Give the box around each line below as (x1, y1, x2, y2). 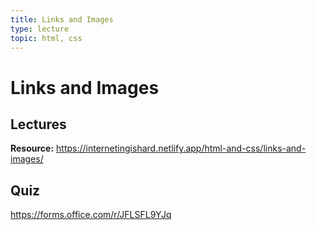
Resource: (10, 142, 55, 155)
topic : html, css (10, 33, 83, 43)
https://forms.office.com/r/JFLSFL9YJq (10, 209, 172, 221)
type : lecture (10, 24, 70, 34)
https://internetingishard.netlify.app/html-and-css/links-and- (56, 142, 307, 155)
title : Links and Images (10, 14, 114, 25)
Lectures (10, 116, 67, 133)
